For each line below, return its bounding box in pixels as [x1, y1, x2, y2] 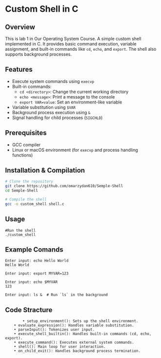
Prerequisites [5, 129, 47, 137]
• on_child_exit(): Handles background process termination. [14, 349, 141, 354]
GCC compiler [12, 141, 41, 147]
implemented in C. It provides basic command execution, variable [5, 41, 137, 47]
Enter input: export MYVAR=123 [5, 271, 69, 276]
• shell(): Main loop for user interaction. [14, 344, 106, 349]
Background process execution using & [12, 109, 91, 115]
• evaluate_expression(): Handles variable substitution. [14, 323, 134, 328]
